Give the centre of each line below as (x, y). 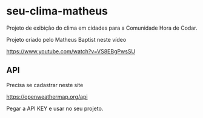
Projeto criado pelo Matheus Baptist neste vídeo (66, 39)
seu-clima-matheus (57, 11)
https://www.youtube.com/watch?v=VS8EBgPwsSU (71, 51)
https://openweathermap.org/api (47, 97)
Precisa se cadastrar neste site (45, 85)
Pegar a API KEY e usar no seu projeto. (55, 108)
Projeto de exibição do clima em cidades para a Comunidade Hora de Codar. (102, 28)
